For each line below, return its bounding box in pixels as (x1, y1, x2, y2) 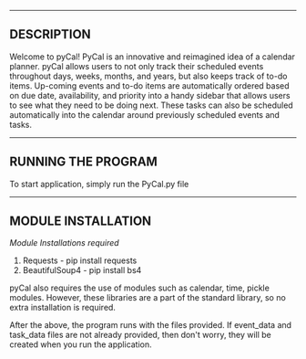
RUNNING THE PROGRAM (9, 154, 158, 170)
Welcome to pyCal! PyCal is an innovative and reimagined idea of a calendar (9, 51, 296, 62)
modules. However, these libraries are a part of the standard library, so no (9, 292, 287, 303)
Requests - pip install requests (22, 255, 138, 266)
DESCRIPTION (9, 26, 91, 42)
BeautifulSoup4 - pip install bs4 (22, 265, 142, 276)
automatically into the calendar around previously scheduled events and (9, 109, 280, 120)
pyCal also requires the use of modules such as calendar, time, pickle (9, 282, 270, 293)
